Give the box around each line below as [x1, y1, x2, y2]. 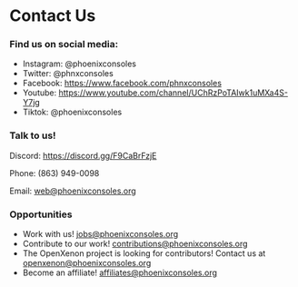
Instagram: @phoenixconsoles [22, 58, 136, 69]
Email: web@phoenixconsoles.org [9, 185, 136, 196]
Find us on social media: [9, 38, 119, 51]
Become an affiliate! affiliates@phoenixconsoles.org [22, 267, 218, 278]
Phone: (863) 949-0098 [9, 167, 100, 178]
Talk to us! [9, 129, 56, 142]
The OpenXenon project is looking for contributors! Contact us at [22, 248, 266, 259]
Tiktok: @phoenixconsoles [22, 106, 123, 118]
